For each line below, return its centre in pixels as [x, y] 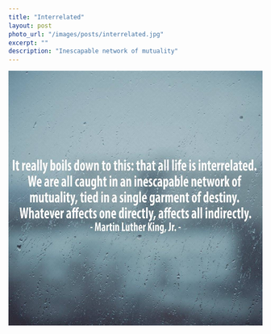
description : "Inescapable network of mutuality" [94, 51]
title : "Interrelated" [46, 17]
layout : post [30, 25]
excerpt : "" [28, 43]
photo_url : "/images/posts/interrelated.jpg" [86, 34]
